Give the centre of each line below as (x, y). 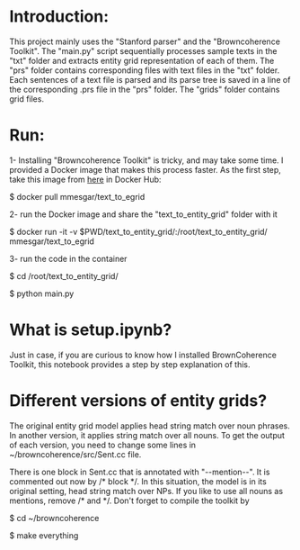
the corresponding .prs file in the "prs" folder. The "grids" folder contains (145, 89)
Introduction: (59, 17)
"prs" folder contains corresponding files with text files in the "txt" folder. (145, 70)
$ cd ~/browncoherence (54, 518)
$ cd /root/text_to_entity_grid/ (64, 275)
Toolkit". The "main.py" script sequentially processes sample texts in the (143, 50)
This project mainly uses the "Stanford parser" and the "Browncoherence (145, 41)
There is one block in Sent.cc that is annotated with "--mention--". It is (140, 472)
